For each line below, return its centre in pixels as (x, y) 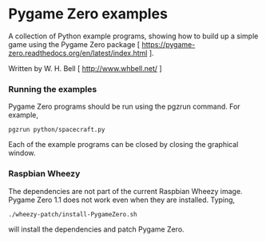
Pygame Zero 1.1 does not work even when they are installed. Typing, (122, 200)
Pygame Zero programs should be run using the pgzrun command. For (125, 107)
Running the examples (53, 89)
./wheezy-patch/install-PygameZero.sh (73, 214)
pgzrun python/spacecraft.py (57, 130)
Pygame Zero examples (88, 14)
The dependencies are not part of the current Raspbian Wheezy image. (125, 191)
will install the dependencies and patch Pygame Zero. (97, 229)
